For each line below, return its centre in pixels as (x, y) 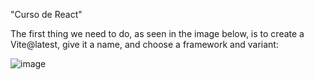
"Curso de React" (46, 14)
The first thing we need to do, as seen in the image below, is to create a (157, 33)
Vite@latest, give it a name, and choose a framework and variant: (144, 44)
